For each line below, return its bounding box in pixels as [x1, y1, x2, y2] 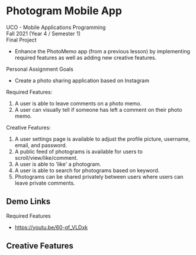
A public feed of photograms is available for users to [14, 148, 143, 155]
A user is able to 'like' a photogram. [14, 160, 102, 167]
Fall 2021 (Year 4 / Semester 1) [6, 30, 81, 37]
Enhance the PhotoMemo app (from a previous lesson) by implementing [14, 47, 191, 54]
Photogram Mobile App [6, 4, 123, 18]
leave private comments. [14, 179, 75, 186]
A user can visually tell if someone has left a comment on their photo [14, 106, 182, 113]
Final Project [6, 36, 37, 43]
